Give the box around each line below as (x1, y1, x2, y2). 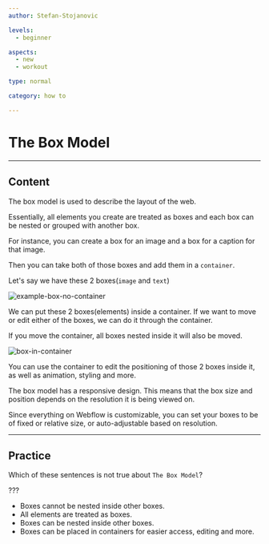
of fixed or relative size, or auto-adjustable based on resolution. (8, 418, 218, 428)
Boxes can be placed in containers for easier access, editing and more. (19, 526, 255, 537)
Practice (8, 449, 51, 462)
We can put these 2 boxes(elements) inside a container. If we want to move (8, 306, 256, 316)
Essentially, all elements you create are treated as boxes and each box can (8, 212, 255, 221)
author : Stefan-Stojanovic (8, 11, 98, 20)
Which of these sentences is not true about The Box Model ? (8, 470, 203, 480)
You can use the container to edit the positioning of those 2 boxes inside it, (8, 361, 255, 371)
